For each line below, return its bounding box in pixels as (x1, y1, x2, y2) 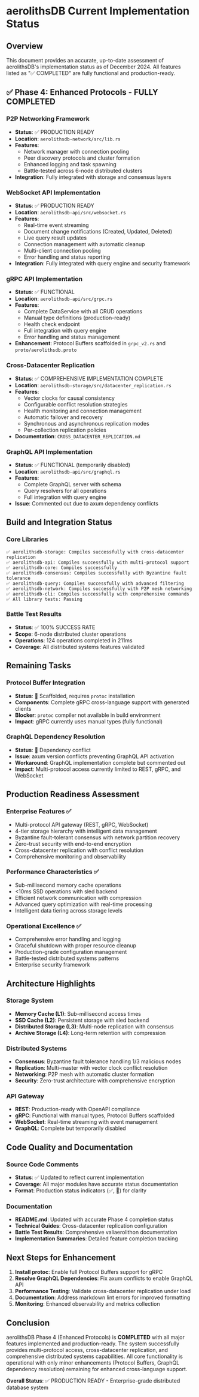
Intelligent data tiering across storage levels (14, 907, 123, 914)
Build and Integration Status (6, 517, 112, 528)
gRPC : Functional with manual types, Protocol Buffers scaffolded (14, 1112, 175, 1119)
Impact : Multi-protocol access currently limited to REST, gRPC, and (14, 765, 181, 773)
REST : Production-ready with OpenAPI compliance (14, 1106, 140, 1113)
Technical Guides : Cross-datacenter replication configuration (14, 1222, 167, 1230)
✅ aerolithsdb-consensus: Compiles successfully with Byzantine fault (6, 570, 187, 576)
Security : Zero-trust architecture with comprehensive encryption (14, 1077, 175, 1084)
